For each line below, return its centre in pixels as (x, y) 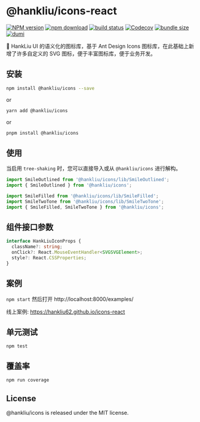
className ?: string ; (37, 247)
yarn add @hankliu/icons (37, 111)
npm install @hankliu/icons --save (50, 88)
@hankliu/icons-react (62, 11)
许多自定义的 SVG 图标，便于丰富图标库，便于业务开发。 (86, 53)
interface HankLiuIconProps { (44, 241)
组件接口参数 (30, 227)
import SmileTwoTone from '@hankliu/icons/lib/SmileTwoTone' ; (85, 201)
